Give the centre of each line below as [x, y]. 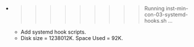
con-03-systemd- [166, 15]
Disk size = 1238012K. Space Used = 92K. [72, 38]
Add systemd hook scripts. [53, 32]
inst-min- [177, 8]
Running [154, 8]
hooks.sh [155, 21]
